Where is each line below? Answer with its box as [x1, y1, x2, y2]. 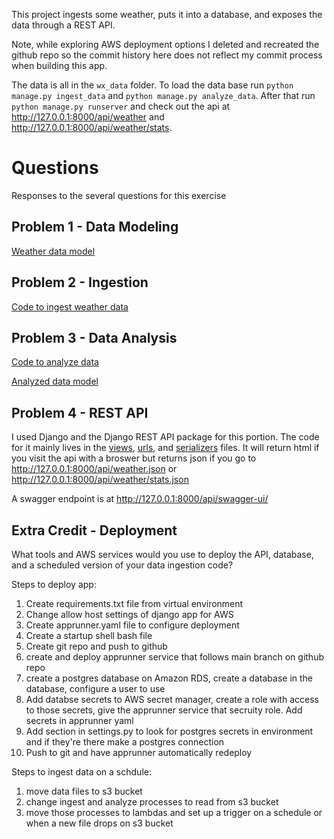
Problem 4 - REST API [11, 404, 149, 421]
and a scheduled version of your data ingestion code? [11, 559, 234, 571]
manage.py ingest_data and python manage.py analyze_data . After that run [11, 90, 316, 101]
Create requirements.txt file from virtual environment [25, 598, 244, 609]
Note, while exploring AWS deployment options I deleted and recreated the [11, 39, 320, 50]
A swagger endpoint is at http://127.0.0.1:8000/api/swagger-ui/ [11, 493, 269, 505]
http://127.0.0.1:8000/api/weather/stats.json [11, 474, 189, 486]
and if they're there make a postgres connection [25, 736, 225, 748]
